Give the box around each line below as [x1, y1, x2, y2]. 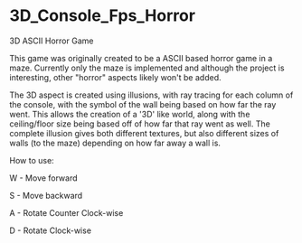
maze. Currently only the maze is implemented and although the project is [9, 62, 285, 73]
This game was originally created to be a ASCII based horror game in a [9, 52, 273, 63]
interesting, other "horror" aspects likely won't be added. [9, 71, 222, 82]
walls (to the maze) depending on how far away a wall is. [9, 137, 222, 148]
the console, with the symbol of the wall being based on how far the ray [9, 98, 277, 109]
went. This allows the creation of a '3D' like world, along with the [9, 108, 250, 119]
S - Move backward [9, 190, 83, 201]
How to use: [9, 154, 54, 165]
